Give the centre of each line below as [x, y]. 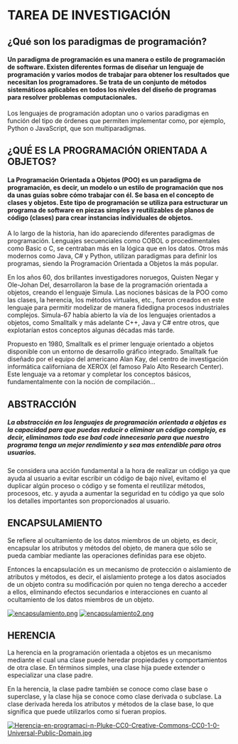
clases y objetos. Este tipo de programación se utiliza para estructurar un [118, 202]
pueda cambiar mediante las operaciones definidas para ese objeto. [107, 556]
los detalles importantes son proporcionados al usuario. [89, 501]
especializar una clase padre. [50, 675]
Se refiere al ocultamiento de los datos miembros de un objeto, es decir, [113, 540]
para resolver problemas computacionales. [72, 97]
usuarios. [22, 452]
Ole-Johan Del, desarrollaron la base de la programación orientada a [108, 285]
